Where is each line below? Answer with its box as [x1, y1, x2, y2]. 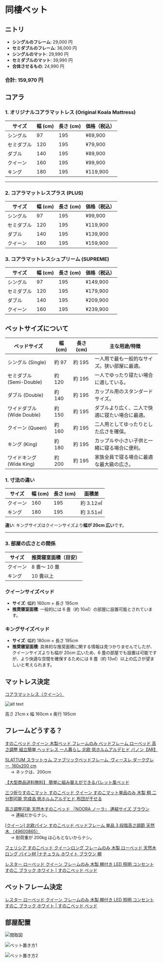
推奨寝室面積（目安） [31, 554, 81, 561]
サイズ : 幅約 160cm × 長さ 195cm [12, 600, 79, 606]
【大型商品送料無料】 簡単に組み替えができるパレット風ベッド [5, 779, 130, 785]
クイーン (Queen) [7, 424, 47, 431]
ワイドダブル [7, 405, 37, 412]
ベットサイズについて [5, 324, 69, 333]
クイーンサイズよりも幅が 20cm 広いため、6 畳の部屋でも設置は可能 [12, 650, 149, 656]
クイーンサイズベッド [5, 588, 55, 595]
